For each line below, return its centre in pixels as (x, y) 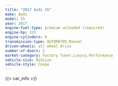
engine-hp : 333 (21, 32)
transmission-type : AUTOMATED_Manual (44, 42)
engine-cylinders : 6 (26, 37)
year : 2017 (16, 23)
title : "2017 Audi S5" (28, 10)
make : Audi (16, 14)
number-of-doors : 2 (25, 51)
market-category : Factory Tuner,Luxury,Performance (59, 55)
